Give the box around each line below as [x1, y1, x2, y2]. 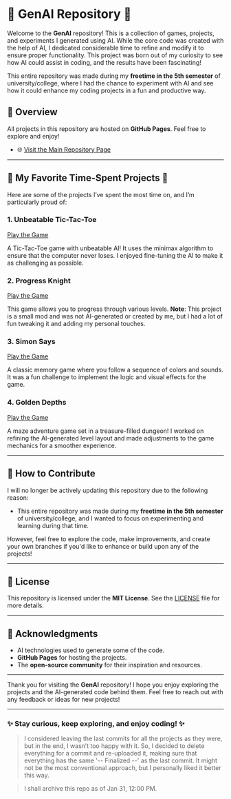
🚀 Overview [7, 106, 58, 118]
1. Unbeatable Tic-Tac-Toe [7, 215, 97, 225]
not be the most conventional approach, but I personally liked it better [23, 764, 221, 772]
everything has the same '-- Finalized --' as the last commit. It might [23, 756, 218, 765]
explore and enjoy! [7, 132, 60, 140]
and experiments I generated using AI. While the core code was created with [7, 36, 224, 44]
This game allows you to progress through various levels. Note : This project [7, 305, 222, 313]
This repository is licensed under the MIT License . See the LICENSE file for [7, 594, 220, 603]
